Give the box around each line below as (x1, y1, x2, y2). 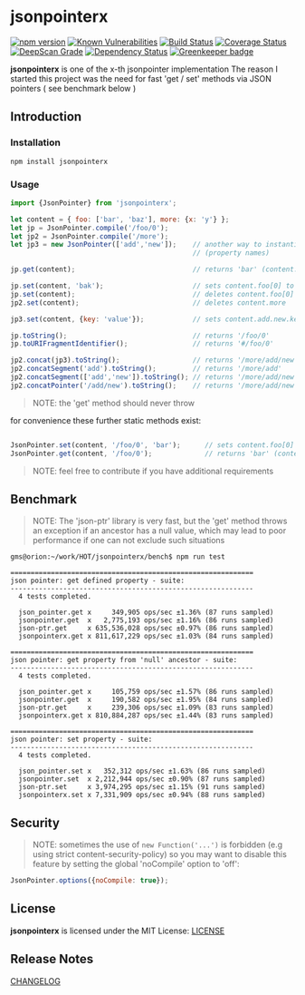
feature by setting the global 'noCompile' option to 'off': (32, 859, 240, 870)
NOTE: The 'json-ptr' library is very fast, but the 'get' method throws (32, 515, 288, 527)
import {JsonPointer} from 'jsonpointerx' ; (10, 198, 177, 208)
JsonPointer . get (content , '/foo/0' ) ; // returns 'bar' (10, 449, 271, 458)
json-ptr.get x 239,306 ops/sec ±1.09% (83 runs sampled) (18, 703, 274, 713)
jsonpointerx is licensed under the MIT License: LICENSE (10, 925, 225, 936)
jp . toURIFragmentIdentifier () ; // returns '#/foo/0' (10, 339, 274, 348)
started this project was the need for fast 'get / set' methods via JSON (10, 73, 272, 83)
